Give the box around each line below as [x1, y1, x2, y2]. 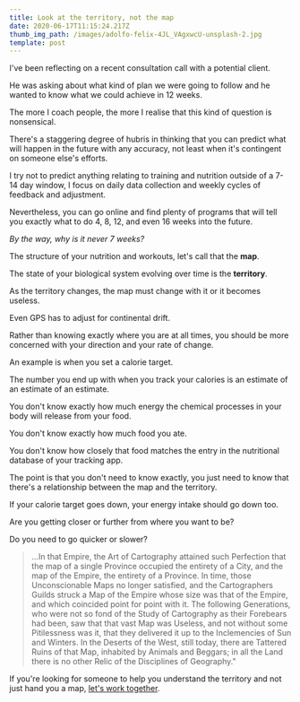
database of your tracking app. [9, 455, 124, 466]
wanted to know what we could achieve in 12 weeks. [9, 90, 203, 100]
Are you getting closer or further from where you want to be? [9, 516, 235, 527]
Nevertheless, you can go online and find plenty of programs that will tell [9, 207, 278, 218]
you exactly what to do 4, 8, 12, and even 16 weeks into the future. [9, 216, 253, 227]
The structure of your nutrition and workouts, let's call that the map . [9, 251, 260, 262]
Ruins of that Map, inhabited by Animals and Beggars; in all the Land [30, 646, 284, 657]
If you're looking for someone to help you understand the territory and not [9, 673, 282, 684]
